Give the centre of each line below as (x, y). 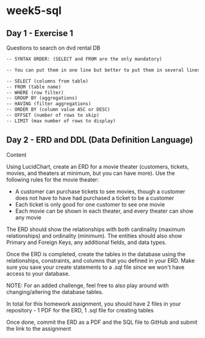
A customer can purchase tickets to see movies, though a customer (100, 191)
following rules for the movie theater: (53, 179)
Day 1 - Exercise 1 (40, 33)
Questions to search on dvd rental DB (53, 48)
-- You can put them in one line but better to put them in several (95, 70)
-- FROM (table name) (34, 87)
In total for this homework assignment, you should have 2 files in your (94, 304)
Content (16, 155)
